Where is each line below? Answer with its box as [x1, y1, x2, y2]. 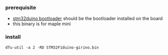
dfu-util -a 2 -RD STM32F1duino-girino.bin [5, 45, 99, 50]
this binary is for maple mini [12, 21, 71, 27]
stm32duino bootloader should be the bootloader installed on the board [12, 16, 163, 22]
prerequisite [5, 4, 37, 11]
